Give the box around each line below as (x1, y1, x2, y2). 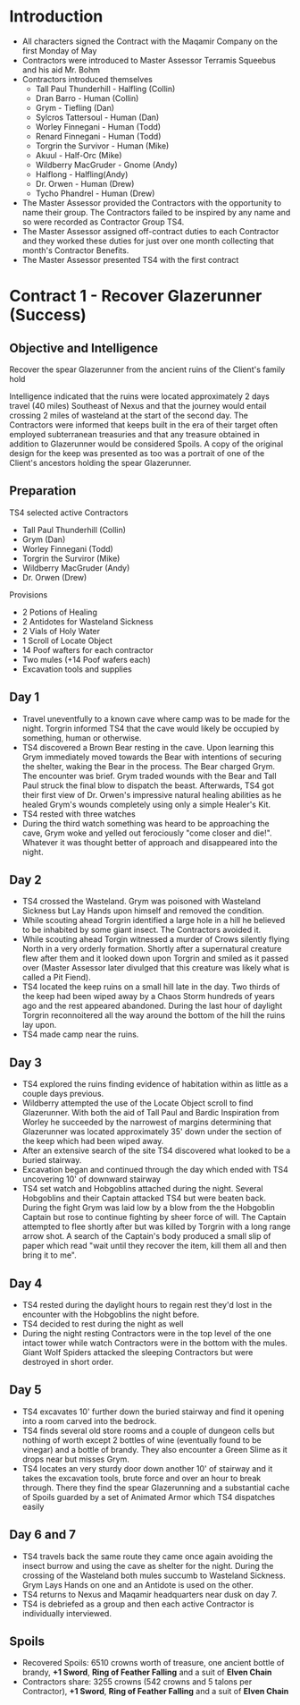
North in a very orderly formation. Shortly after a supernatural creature (21, 944, 282, 954)
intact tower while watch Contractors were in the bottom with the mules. (21, 1337, 288, 1348)
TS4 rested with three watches (21, 808, 136, 819)
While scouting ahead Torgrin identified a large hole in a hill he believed (21, 915, 286, 926)
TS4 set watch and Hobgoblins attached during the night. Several (21, 1183, 263, 1194)
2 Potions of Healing (21, 607, 98, 617)
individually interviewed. (21, 1607, 112, 1618)
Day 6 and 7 (9, 1527, 76, 1542)
